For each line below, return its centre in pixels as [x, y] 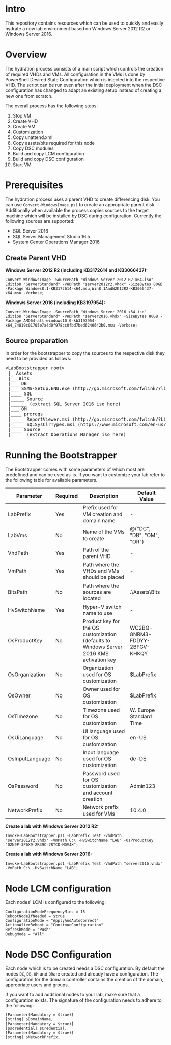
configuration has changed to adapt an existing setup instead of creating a [83, 90]
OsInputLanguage [29, 759]
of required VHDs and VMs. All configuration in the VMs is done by [75, 74]
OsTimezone [23, 717]
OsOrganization [26, 675]
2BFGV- [140, 647]
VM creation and [103, 514]
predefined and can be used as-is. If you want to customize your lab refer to [85, 475]
